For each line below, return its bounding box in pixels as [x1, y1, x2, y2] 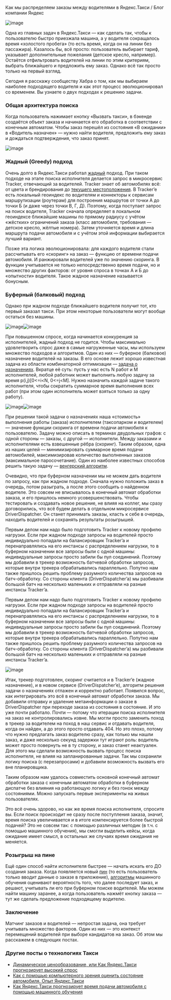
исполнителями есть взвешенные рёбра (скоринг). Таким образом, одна [5, 441, 166, 447]
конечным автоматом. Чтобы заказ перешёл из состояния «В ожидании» [5, 124, 166, 131]
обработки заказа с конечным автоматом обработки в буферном [5, 779, 149, 785]
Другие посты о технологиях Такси [5, 950, 99, 957]
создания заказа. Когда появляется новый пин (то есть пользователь [5, 869, 158, 875]
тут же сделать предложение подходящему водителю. [5, 896, 126, 902]
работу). [5, 394, 24, 400]
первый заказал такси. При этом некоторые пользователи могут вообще [5, 308, 165, 314]
